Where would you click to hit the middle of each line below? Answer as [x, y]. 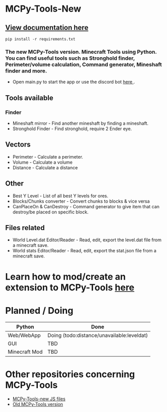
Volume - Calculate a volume [42, 162]
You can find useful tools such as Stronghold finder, [70, 58]
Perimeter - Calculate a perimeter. [48, 157]
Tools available [29, 98]
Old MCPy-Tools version [38, 404]
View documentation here [47, 28]
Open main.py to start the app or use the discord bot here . [74, 82]
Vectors [18, 145]
